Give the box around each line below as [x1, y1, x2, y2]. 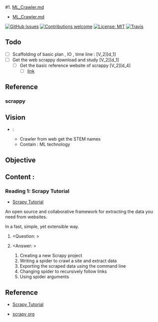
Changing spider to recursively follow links [19, 269, 107, 275]
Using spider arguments [19, 274, 70, 280]
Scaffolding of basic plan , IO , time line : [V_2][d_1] [12, 51, 116, 57]
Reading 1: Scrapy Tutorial [5, 187, 70, 194]
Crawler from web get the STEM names [19, 136, 101, 142]
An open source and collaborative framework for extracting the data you [5, 209, 153, 215]
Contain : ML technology [19, 142, 71, 148]
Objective [5, 156, 36, 164]
